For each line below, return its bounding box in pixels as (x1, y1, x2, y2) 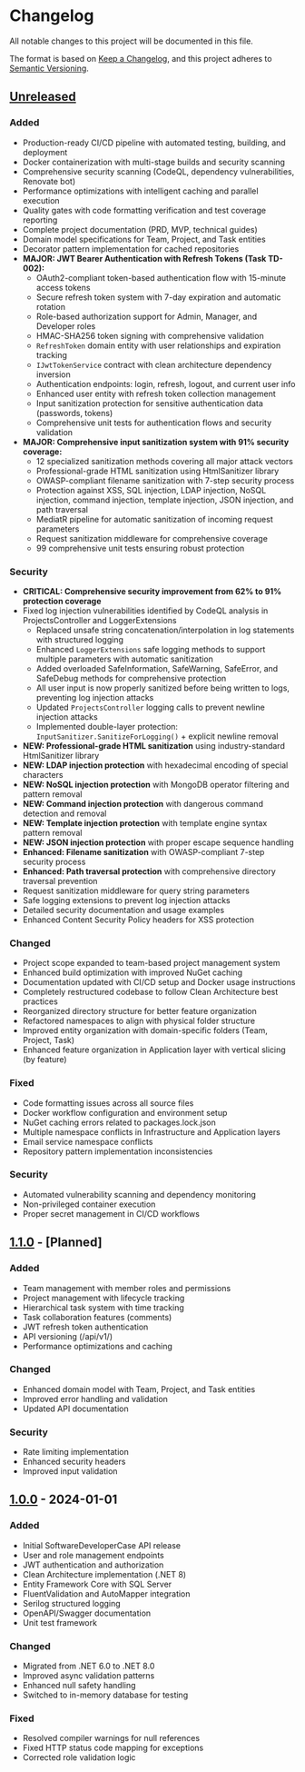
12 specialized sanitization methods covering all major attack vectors (35, 455, 293, 466)
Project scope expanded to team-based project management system (22, 958, 280, 969)
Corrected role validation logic (22, 1752, 136, 1763)
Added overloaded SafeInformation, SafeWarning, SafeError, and (35, 662, 279, 673)
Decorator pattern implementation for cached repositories (22, 243, 240, 254)
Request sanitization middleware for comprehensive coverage (35, 533, 268, 543)
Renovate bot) (22, 175, 76, 186)
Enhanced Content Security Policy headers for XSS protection (22, 914, 255, 925)
